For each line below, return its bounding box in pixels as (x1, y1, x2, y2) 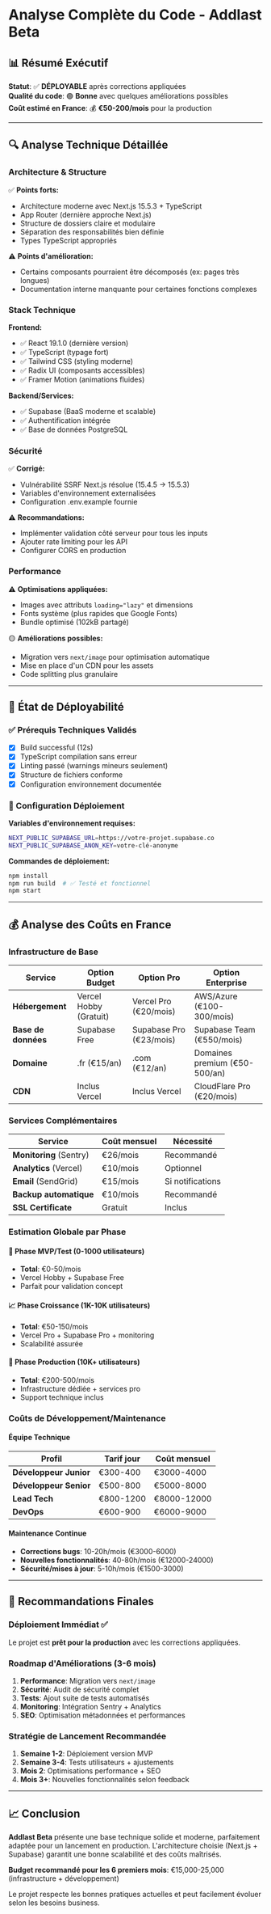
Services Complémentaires (8, 1114, 118, 1126)
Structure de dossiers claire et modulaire (19, 218, 156, 228)
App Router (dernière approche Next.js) (19, 209, 152, 219)
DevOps (12, 1506, 44, 1517)
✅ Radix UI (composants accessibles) (19, 365, 145, 375)
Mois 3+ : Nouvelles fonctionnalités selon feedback (19, 1775, 190, 1785)
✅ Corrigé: (8, 463, 45, 474)
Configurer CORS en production (19, 546, 127, 556)
